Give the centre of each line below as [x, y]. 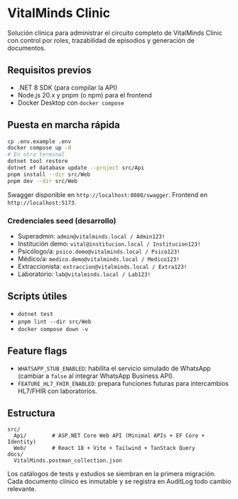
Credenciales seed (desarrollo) [62, 221]
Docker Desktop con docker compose [71, 103]
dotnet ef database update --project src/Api [76, 168]
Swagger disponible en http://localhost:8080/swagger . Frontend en [108, 194]
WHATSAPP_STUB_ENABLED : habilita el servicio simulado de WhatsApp [114, 368]
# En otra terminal [36, 154]
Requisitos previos [49, 70]
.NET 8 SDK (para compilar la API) [67, 88]
